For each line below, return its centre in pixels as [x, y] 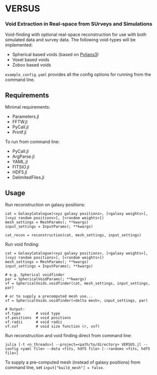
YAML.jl [20, 162]
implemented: [19, 45]
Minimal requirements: [28, 107]
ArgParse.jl [23, 157]
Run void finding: [22, 244]
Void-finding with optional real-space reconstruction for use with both [76, 34]
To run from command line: [32, 142]
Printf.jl [19, 132]
